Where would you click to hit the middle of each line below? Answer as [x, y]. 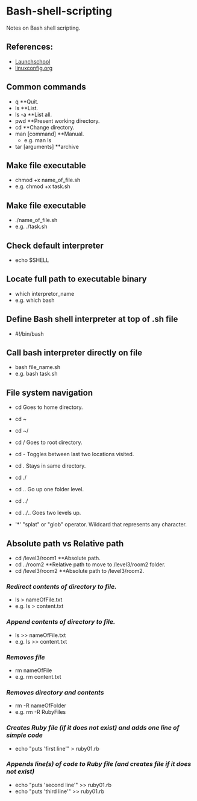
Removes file [26, 657]
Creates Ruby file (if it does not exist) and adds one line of [93, 728]
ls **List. [26, 108]
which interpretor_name [45, 293]
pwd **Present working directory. [58, 121]
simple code [25, 735]
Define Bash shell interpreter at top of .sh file [92, 319]
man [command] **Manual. [49, 134]
